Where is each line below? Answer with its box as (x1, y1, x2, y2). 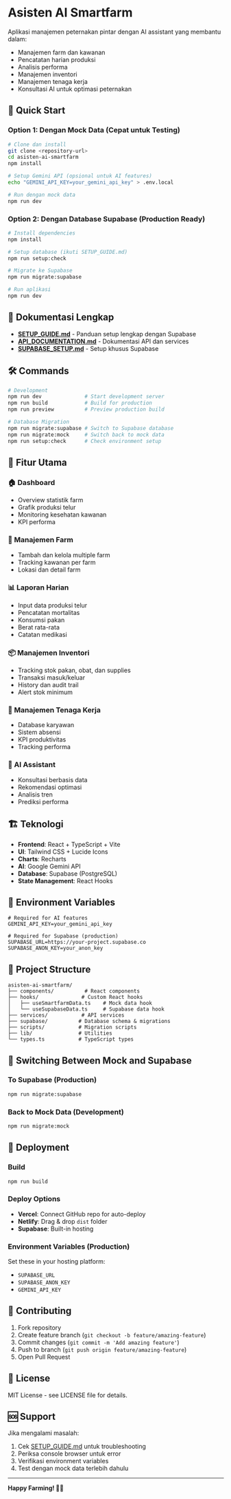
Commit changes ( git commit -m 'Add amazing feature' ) (17, 1338, 180, 1346)
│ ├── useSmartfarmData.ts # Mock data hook (8, 1000, 153, 1007)
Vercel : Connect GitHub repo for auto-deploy (17, 1209, 146, 1218)
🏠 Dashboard (8, 477, 56, 487)
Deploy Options (8, 1194, 61, 1204)
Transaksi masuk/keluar (17, 673, 85, 682)
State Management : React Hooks (17, 876, 113, 885)
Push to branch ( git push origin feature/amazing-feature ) (17, 1345, 187, 1353)
